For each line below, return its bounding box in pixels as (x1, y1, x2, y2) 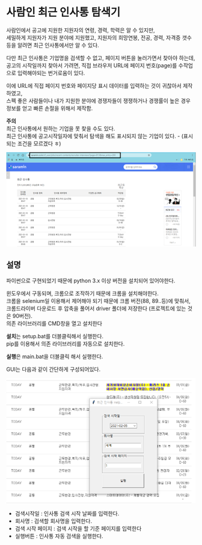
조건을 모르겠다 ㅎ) (17, 139, 61, 147)
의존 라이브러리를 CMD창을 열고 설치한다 (6, 320, 102, 327)
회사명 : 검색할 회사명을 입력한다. (14, 517, 92, 525)
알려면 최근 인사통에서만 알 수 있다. (17, 41, 99, 49)
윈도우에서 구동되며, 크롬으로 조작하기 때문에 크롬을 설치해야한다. (6, 290, 159, 297)
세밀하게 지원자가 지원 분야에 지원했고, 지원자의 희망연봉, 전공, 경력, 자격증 (6, 34, 181, 41)
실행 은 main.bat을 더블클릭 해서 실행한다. (6, 353, 103, 360)
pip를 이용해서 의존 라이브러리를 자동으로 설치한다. (6, 340, 125, 347)
